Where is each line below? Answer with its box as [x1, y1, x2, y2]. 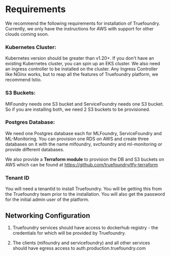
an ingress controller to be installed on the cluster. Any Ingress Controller [5, 66, 158, 72]
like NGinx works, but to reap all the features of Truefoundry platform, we [5, 71, 158, 77]
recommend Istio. [5, 77, 42, 83]
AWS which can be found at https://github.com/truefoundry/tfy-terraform [5, 161, 158, 167]
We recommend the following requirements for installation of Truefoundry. [5, 20, 160, 26]
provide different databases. [5, 146, 64, 152]
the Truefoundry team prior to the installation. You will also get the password [5, 191, 165, 197]
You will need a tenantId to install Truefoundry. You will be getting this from [5, 186, 162, 192]
